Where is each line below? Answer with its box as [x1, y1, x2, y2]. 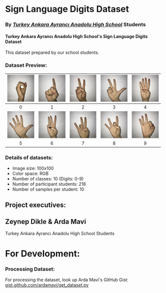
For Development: [5, 248, 80, 259]
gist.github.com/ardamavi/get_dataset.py [5, 282, 89, 288]
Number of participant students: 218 [12, 181, 86, 187]
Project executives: [5, 201, 66, 209]
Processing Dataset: [5, 265, 55, 272]
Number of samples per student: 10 [12, 186, 84, 192]
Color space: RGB [12, 170, 49, 176]
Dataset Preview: [5, 62, 47, 69]
